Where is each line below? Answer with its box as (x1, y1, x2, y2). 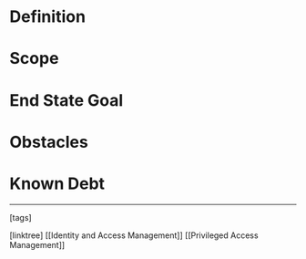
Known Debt (9, 173, 106, 193)
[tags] (9, 212, 32, 223)
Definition (9, 6, 87, 27)
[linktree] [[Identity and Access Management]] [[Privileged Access (9, 230, 259, 241)
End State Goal (9, 89, 124, 110)
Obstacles (9, 131, 88, 152)
